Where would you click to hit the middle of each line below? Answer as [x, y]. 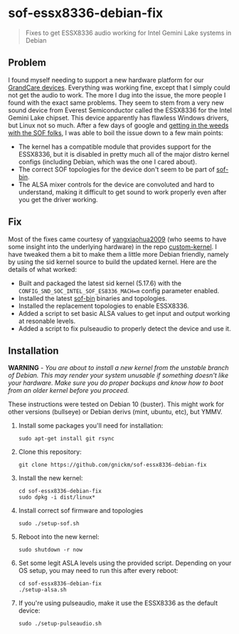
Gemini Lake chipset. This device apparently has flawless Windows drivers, [119, 117]
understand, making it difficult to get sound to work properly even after [122, 192]
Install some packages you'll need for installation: [91, 426]
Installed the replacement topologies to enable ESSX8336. [103, 306]
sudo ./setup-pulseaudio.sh [60, 624]
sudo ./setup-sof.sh [49, 524]
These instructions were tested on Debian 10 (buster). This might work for [116, 404]
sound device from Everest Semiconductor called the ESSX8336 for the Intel [120, 110]
